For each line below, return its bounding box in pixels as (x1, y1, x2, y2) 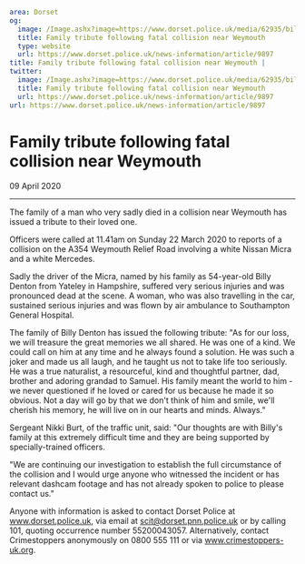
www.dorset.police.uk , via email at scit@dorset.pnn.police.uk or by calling (9, 516, 287, 527)
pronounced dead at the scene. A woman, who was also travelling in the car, (9, 290, 295, 301)
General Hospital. (9, 309, 74, 321)
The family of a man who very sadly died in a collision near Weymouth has (9, 206, 288, 217)
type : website (17, 41, 71, 51)
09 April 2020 (9, 181, 62, 192)
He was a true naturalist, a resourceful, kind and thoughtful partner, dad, (9, 366, 280, 377)
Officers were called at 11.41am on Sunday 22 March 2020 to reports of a (9, 234, 283, 245)
